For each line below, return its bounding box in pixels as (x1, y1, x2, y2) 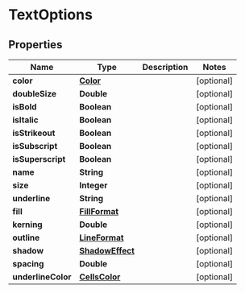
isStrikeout (12, 127, 56, 138)
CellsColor (79, 271, 121, 283)
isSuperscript (12, 154, 66, 164)
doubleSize (12, 89, 56, 99)
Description (142, 62, 189, 72)
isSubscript (12, 141, 58, 151)
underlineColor (12, 271, 72, 283)
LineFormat (79, 232, 124, 243)
